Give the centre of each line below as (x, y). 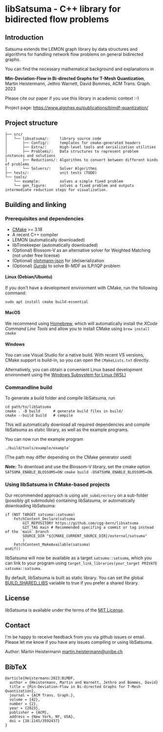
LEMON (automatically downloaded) (49, 240)
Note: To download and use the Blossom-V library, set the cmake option (78, 467)
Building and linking (36, 205)
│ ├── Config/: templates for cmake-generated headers (73, 143)
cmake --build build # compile (39, 416)
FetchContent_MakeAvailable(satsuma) (52, 544)
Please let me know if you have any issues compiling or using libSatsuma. (79, 642)
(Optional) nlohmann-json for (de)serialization (58, 260)
